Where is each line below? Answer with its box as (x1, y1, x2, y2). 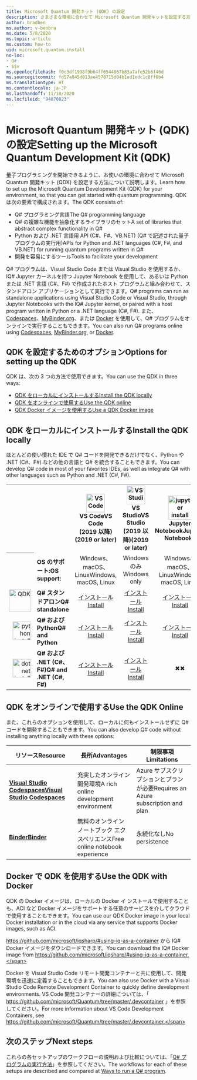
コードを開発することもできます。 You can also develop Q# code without (6, 726, 181, 733)
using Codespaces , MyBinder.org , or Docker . (6, 328, 115, 335)
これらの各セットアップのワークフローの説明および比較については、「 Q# (6, 1053, 180, 1060)
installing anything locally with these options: (6, 733, 115, 739)
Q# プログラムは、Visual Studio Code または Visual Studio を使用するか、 (6, 265, 184, 273)
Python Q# (37, 624, 66, 632)
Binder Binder (9, 833, 47, 841)
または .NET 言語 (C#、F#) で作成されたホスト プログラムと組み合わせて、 (6, 280, 186, 287)
